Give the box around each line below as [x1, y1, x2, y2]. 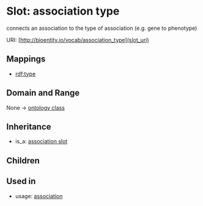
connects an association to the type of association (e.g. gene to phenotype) [6, 24, 197, 32]
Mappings [6, 54, 46, 65]
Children [6, 155, 40, 166]
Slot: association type [6, 4, 120, 18]
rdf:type [15, 70, 36, 77]
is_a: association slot [15, 138, 68, 145]
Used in [6, 176, 36, 186]
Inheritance [6, 121, 51, 132]
